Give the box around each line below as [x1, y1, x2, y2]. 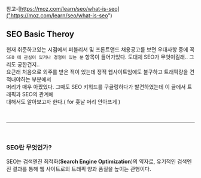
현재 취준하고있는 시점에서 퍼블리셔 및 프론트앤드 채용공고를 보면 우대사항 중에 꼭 [6, 45, 195, 53]
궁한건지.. [17, 60, 40, 67]
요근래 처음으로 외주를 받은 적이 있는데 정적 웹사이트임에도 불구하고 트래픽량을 [6, 68, 188, 75]
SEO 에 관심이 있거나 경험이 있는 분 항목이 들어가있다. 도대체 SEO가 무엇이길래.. [6, 53, 188, 60]
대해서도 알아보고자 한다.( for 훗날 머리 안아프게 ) [6, 98, 121, 105]
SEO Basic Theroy [6, 29, 75, 39]
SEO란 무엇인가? [6, 143, 52, 151]
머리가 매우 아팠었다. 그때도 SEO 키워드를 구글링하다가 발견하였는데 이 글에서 [6, 83, 186, 90]
